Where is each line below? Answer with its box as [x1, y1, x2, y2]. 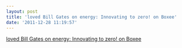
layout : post [6, 8, 38, 15]
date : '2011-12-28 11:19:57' [6, 19, 77, 25]
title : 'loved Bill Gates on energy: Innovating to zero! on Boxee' [6, 14, 177, 20]
